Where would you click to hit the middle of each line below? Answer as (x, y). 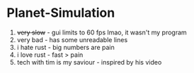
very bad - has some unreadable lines (72, 39)
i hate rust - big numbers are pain (65, 47)
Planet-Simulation (61, 13)
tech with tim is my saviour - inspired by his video (89, 62)
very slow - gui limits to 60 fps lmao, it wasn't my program (102, 32)
